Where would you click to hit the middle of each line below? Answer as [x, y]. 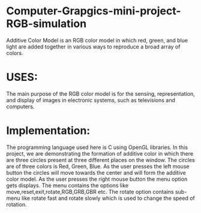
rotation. [16, 204]
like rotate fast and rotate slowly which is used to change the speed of [108, 198]
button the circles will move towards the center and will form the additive [96, 172]
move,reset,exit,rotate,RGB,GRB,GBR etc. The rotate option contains [90, 191]
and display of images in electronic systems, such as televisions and [91, 100]
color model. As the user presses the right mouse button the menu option [97, 179]
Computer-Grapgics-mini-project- [94, 11]
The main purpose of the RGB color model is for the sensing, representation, [100, 93]
